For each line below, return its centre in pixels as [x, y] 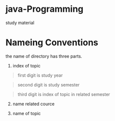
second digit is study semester [48, 85]
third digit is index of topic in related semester [64, 94]
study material [20, 23]
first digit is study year [40, 75]
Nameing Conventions [52, 43]
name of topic [27, 113]
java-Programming [45, 9]
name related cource [34, 104]
